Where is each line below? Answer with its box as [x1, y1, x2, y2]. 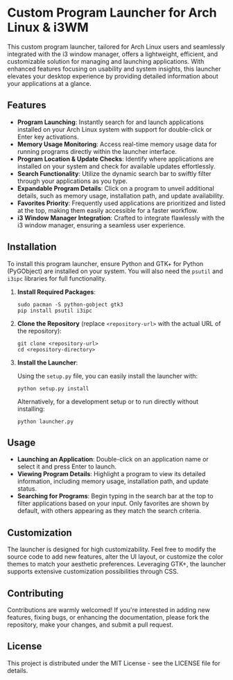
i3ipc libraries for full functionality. [7, 274, 107, 282]
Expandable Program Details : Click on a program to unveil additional [17, 184, 215, 192]
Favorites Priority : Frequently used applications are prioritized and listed [17, 199, 226, 207]
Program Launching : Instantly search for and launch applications [17, 118, 204, 126]
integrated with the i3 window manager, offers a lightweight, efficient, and [7, 50, 218, 58]
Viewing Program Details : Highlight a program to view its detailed [17, 470, 206, 478]
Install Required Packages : [17, 288, 96, 296]
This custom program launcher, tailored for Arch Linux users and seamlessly [7, 42, 225, 51]
